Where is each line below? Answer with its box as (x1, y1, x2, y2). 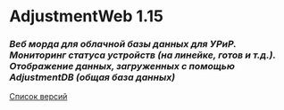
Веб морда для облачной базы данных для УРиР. (9, 38, 237, 51)
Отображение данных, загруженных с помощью (9, 60, 235, 73)
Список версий (9, 91, 68, 102)
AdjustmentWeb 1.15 (9, 6, 163, 27)
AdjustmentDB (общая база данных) (9, 71, 176, 83)
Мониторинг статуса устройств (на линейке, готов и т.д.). (9, 49, 276, 61)
